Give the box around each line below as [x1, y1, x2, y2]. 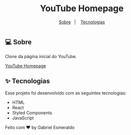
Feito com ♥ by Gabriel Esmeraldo [5, 124, 75, 130]
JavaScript [12, 115, 34, 121]
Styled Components [12, 110, 53, 116]
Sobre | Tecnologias [58, 19, 105, 25]
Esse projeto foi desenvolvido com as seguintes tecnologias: [5, 90, 127, 96]
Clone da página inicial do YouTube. [5, 53, 77, 59]
